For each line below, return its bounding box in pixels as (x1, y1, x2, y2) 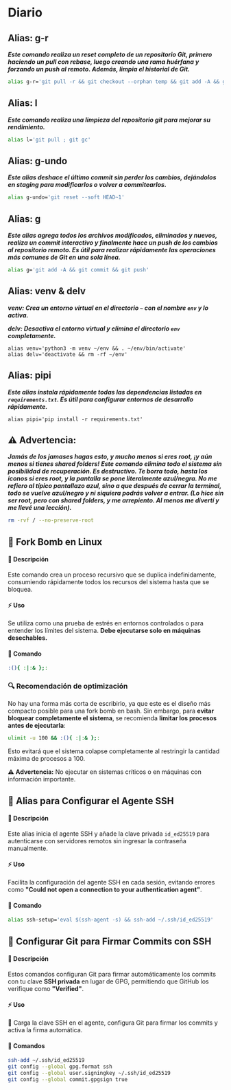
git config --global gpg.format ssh (8, 1063, 112, 1070)
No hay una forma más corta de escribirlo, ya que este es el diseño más (8, 700, 211, 708)
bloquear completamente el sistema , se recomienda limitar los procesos (8, 714, 217, 722)
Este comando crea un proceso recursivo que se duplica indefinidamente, (8, 570, 217, 579)
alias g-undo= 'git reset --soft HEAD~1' (8, 194, 125, 201)
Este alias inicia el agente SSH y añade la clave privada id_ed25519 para (8, 830, 210, 838)
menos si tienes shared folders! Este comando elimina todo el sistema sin (8, 460, 222, 468)
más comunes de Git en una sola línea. (8, 253, 121, 262)
